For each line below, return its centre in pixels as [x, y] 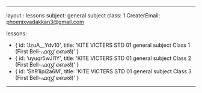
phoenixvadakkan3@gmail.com [45, 22]
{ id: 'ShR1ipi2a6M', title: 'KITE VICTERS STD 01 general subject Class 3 [103, 71]
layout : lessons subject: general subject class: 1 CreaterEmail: [83, 15]
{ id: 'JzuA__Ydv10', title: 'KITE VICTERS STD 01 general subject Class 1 [103, 45]
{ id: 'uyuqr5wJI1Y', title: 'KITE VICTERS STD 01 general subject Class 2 [103, 58]
